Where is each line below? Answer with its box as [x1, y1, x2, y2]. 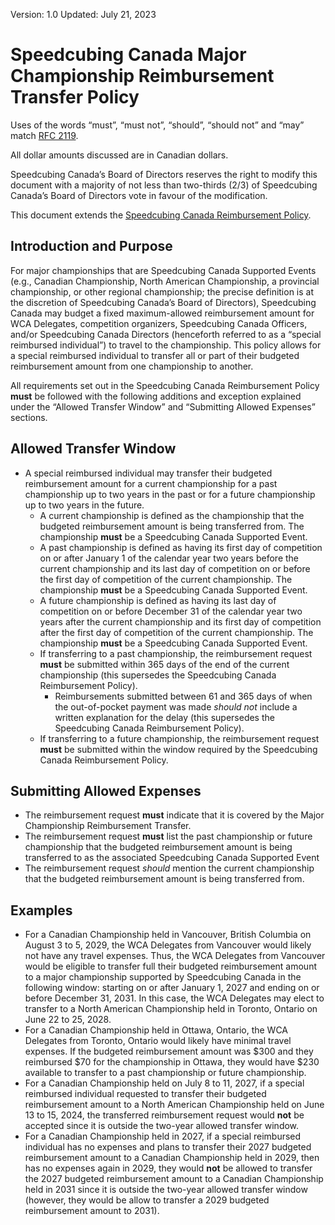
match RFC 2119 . [10, 129, 79, 141]
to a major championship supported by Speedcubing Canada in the [24, 971, 302, 983]
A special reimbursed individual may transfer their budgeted [24, 467, 273, 479]
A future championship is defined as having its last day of [39, 594, 277, 606]
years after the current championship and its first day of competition [39, 615, 322, 628]
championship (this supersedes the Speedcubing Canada [39, 669, 277, 681]
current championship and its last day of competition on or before [39, 562, 311, 574]
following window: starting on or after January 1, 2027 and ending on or [24, 982, 320, 994]
